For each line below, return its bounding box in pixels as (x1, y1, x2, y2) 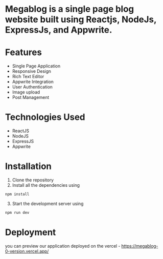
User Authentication (12, 84, 53, 90)
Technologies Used (5, 112, 86, 123)
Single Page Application (12, 63, 61, 69)
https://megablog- (121, 243, 158, 249)
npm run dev (5, 210, 29, 215)
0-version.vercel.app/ (5, 248, 49, 254)
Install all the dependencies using (12, 182, 80, 188)
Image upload (12, 89, 40, 95)
